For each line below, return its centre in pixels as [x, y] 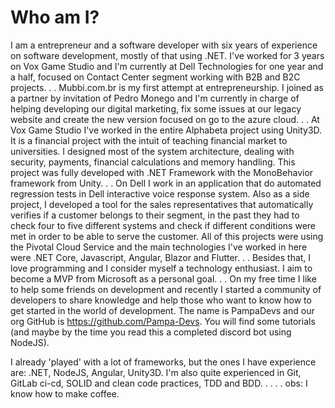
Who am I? [55, 17]
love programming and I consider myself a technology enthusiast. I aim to [161, 268]
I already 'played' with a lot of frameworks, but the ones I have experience [163, 362]
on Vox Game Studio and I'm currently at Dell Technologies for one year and [167, 66]
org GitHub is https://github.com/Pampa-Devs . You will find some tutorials [163, 321]
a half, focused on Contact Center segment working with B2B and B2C [155, 77]
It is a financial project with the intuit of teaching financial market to [149, 140]
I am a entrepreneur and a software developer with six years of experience [164, 45]
